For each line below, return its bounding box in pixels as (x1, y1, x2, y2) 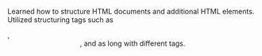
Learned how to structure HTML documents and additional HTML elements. (7, 7, 255, 16)
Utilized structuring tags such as (7, 15, 114, 24)
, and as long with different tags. (79, 39, 186, 48)
